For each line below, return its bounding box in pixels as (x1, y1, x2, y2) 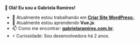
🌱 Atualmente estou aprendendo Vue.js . (12, 20, 96, 25)
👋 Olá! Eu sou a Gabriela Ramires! (5, 5, 76, 10)
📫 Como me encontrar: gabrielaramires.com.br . (12, 25, 114, 31)
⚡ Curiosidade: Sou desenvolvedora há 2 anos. (12, 33, 110, 38)
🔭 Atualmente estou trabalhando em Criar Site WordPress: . (12, 14, 135, 20)
